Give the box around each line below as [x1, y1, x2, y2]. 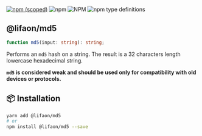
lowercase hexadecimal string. [6, 56, 83, 64]
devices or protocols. [6, 75, 61, 82]
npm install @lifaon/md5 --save [6, 124, 88, 130]
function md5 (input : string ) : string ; [6, 39, 105, 46]
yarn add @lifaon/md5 [6, 112, 61, 118]
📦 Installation [6, 93, 61, 104]
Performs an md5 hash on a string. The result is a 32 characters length [6, 50, 181, 58]
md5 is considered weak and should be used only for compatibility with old [6, 69, 197, 76]
